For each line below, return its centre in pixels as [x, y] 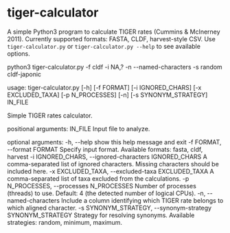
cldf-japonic [24, 74]
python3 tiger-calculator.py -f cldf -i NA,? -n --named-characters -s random [115, 67]
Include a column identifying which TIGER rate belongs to [142, 200]
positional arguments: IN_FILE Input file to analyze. [79, 129]
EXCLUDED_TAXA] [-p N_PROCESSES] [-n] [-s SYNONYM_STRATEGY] [107, 95]
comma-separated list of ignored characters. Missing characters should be [113, 164]
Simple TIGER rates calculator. [50, 115]
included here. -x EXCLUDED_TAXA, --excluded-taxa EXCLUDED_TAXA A [111, 171]
